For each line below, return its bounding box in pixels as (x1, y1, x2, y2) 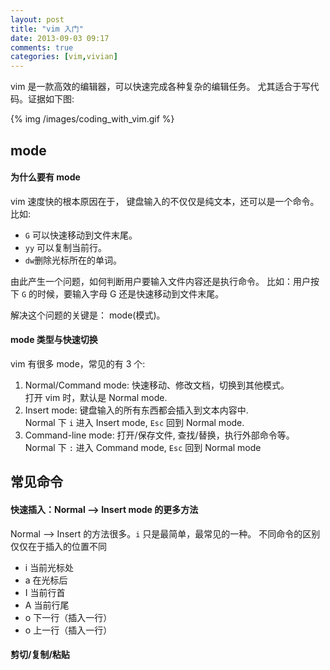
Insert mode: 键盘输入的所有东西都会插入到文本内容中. (24, 404, 249, 416)
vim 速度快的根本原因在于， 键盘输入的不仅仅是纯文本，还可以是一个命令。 (10, 195, 320, 207)
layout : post (10, 14, 65, 25)
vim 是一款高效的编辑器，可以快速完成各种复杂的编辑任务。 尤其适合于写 (10, 81, 311, 93)
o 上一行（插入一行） (24, 624, 113, 636)
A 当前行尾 (24, 599, 70, 611)
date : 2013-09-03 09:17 (10, 33, 110, 43)
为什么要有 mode (10, 171, 81, 183)
